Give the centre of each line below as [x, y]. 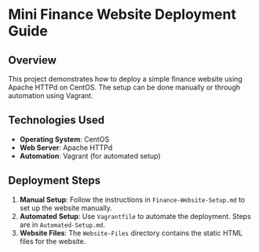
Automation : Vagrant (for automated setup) [90, 155]
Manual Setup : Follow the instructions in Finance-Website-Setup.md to [132, 199]
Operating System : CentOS [64, 139]
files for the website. [53, 241]
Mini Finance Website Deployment [122, 15]
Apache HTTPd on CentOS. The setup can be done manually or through [124, 87]
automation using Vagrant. [51, 95]
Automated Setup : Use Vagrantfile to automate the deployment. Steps [135, 216]
